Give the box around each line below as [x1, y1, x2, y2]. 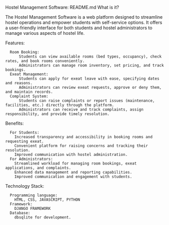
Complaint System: [10, 94, 49, 99]
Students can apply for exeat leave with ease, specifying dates [18, 76, 159, 81]
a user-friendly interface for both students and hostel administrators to [5, 25, 153, 31]
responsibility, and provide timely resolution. [5, 111, 110, 117]
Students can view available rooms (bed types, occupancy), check [18, 54, 162, 59]
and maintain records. [5, 89, 53, 94]
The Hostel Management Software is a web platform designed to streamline [5, 14, 163, 20]
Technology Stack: [5, 183, 45, 189]
